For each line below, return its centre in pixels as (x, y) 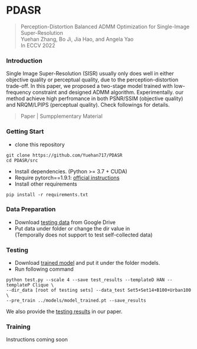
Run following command (44, 269)
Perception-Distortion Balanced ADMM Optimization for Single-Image (105, 27)
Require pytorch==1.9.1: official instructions (67, 177)
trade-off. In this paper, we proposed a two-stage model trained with (89, 86)
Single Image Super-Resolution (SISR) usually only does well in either (90, 74)
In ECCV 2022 (38, 45)
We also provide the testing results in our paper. (64, 312)
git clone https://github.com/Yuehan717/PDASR (64, 155)
